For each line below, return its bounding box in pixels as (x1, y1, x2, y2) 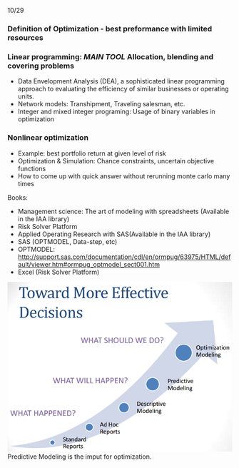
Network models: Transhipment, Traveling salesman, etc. (17, 100, 185, 108)
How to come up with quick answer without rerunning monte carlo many (17, 171, 230, 180)
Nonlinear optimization (7, 133, 89, 143)
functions (17, 164, 46, 173)
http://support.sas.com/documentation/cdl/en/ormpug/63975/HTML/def (17, 253, 231, 261)
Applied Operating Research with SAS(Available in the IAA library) (17, 230, 211, 238)
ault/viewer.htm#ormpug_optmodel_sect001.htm (17, 260, 161, 268)
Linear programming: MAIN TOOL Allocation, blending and (7, 51, 214, 61)
